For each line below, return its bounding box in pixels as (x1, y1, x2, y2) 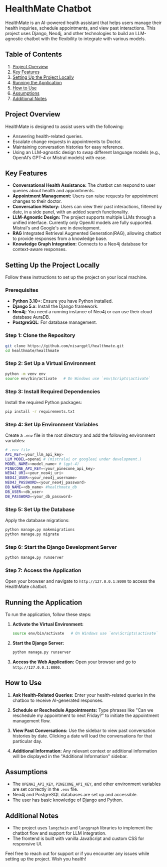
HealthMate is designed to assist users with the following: (5, 123, 124, 130)
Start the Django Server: (12, 640, 64, 646)
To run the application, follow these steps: (5, 611, 91, 617)
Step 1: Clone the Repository (5, 332, 75, 339)
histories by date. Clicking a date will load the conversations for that (12, 732, 152, 738)
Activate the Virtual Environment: (12, 621, 84, 627)
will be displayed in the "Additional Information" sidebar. (12, 753, 128, 759)
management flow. (12, 717, 51, 723)
